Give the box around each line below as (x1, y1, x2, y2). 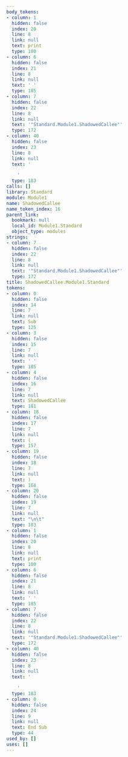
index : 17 (11, 420, 36, 426)
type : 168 (11, 482, 36, 488)
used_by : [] (6, 736, 36, 742)
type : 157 (11, 443, 36, 449)
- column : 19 (6, 448, 39, 455)
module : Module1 (6, 195, 47, 201)
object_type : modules (11, 229, 66, 235)
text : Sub (11, 319, 36, 325)
